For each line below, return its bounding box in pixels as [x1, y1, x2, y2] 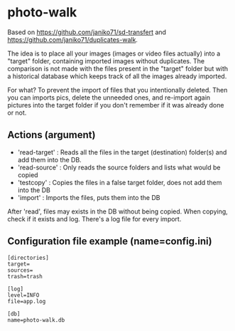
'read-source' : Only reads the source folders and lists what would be [17, 163, 221, 172]
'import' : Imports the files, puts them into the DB [17, 193, 160, 201]
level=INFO [7, 291, 40, 299]
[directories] [7, 254, 50, 261]
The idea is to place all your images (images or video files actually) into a [7, 49, 221, 58]
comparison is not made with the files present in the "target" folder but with [7, 64, 229, 73]
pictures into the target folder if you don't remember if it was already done [7, 100, 224, 109]
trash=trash [7, 273, 43, 280]
